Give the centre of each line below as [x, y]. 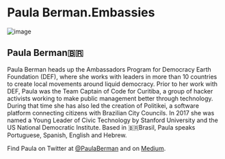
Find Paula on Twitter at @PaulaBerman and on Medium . [87, 148]
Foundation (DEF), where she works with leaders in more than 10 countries [112, 76]
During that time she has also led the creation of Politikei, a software [103, 105]
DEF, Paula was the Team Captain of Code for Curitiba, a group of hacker [110, 91]
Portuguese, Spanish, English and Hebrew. [67, 135]
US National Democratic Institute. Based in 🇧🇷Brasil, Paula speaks [101, 127]
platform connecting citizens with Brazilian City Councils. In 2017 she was [111, 113]
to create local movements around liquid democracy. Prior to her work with [112, 84]
